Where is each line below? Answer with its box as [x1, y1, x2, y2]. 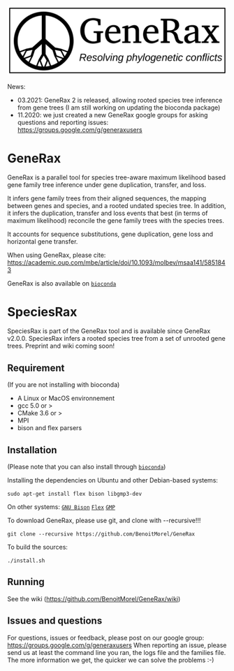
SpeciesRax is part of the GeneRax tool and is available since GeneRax [7, 327, 211, 335]
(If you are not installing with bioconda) [7, 381, 120, 389]
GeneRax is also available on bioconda [7, 279, 117, 288]
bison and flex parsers [17, 424, 82, 432]
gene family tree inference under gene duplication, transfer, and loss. [7, 181, 207, 189]
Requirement [7, 362, 65, 374]
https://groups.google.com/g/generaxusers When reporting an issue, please [7, 641, 227, 649]
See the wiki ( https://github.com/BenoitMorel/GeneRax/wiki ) [7, 594, 181, 603]
